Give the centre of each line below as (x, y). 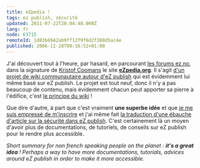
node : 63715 (21, 35)
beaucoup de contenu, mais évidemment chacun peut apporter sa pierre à (100, 89)
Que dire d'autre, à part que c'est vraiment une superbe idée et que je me (100, 108)
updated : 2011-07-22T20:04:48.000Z (52, 23)
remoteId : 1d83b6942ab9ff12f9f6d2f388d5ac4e (64, 40)
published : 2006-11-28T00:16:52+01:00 (56, 46)
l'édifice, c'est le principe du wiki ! (49, 96)
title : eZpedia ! (28, 12)
